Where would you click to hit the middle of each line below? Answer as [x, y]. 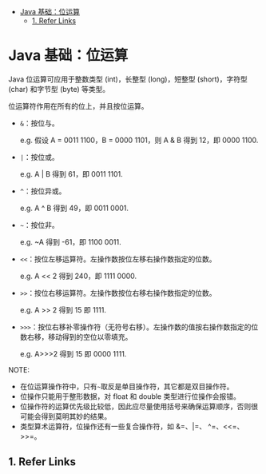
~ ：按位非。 [39, 225]
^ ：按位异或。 [43, 191]
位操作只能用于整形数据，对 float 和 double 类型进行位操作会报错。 [130, 396]
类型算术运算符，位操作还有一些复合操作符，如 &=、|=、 [113, 426]
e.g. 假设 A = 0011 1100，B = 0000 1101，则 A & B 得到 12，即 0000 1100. [139, 140]
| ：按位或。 [39, 157]
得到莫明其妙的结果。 [76, 416]
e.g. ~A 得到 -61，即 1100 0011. [70, 241]
